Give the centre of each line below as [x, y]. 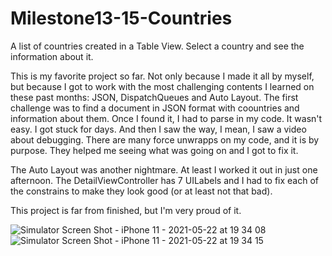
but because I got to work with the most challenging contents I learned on [162, 86]
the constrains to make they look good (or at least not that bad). [141, 191]
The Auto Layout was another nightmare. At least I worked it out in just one [164, 169]
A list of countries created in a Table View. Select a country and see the [157, 46]
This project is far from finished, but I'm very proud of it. [126, 210]
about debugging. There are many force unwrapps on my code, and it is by [165, 139]
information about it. [52, 56]
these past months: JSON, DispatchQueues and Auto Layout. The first [154, 97]
